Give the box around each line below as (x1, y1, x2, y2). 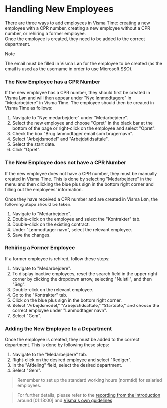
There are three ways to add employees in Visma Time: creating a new (5, 20, 150, 26)
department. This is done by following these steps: (5, 342, 110, 348)
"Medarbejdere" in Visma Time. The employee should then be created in (5, 100, 154, 106)
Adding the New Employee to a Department (5, 325, 112, 332)
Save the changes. (12, 232, 51, 238)
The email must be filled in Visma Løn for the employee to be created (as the (5, 60, 162, 66)
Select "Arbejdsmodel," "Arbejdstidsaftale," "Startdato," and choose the (12, 302, 160, 308)
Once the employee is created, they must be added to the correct (5, 337, 140, 343)
